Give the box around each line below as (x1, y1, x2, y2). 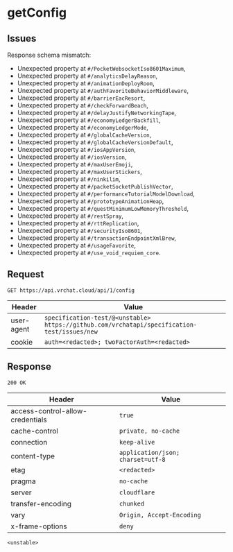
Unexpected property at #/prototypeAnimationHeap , (17, 197, 164, 205)
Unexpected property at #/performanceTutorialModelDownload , (17, 189, 196, 198)
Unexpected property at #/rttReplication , (17, 219, 139, 227)
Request (7, 268, 44, 280)
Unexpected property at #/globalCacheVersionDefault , (17, 138, 173, 146)
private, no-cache (119, 426, 180, 435)
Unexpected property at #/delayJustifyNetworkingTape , (17, 109, 177, 117)
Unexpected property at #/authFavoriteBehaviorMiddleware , (17, 87, 189, 94)
